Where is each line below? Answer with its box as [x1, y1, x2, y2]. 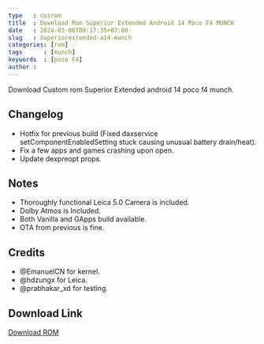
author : [8, 63, 37, 71]
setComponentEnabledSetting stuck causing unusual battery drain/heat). [19, 137, 257, 146]
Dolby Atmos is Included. [19, 206, 101, 216]
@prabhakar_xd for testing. [19, 284, 109, 293]
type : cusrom [8, 11, 61, 20]
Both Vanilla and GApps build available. [19, 214, 147, 224]
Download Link [8, 306, 83, 320]
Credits [8, 246, 46, 259]
